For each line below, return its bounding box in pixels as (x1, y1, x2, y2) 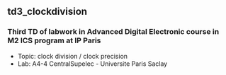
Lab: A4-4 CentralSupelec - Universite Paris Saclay (17, 59, 168, 68)
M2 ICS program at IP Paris (7, 35, 101, 45)
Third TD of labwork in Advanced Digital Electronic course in (7, 27, 220, 37)
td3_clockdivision (7, 6, 87, 18)
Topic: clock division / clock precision (17, 52, 128, 60)
